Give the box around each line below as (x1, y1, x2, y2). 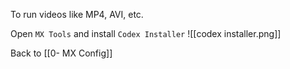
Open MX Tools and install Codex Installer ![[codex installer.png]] (10, 28, 282, 39)
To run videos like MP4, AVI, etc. (10, 9, 144, 20)
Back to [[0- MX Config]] (10, 47, 113, 59)
